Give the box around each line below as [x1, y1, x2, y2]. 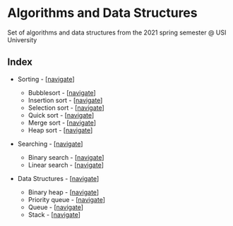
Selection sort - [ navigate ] [28, 103, 104, 112]
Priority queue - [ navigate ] [28, 195, 106, 203]
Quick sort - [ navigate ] [28, 111, 95, 119]
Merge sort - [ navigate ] [28, 118, 97, 127]
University [7, 35, 37, 44]
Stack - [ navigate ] [28, 210, 81, 219]
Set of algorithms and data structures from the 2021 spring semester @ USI [7, 28, 227, 37]
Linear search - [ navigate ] [28, 161, 104, 169]
